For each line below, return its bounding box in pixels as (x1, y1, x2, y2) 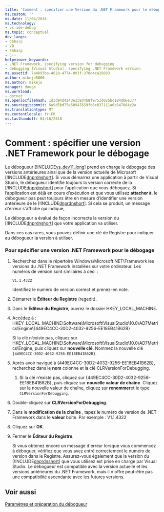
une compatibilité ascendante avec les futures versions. (12, 474, 124, 480)
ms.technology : (5, 21, 36, 26)
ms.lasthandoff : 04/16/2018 (5, 116, 62, 121)
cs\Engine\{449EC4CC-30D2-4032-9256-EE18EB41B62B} (12, 325, 130, 331)
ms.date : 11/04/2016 (5, 16, 47, 21)
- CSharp (5, 39, 23, 44)
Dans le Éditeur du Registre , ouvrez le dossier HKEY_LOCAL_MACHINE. (12, 305, 158, 311)
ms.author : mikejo (5, 80, 42, 85)
